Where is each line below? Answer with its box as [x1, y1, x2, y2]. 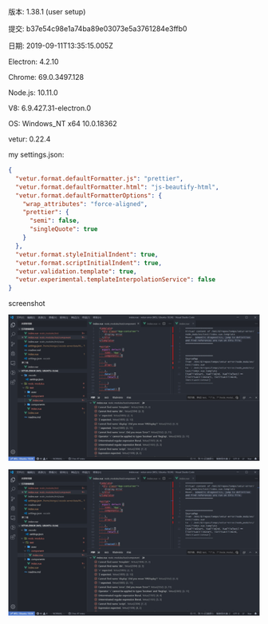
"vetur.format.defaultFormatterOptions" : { [15, 191, 162, 200]
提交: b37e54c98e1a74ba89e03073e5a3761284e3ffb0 [8, 24, 187, 34]
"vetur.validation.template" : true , [15, 267, 137, 276]
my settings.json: [8, 150, 65, 159]
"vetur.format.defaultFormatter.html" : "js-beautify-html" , [15, 183, 219, 191]
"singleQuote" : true [29, 225, 98, 233]
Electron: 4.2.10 [8, 57, 59, 66]
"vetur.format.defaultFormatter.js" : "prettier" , [15, 174, 183, 182]
